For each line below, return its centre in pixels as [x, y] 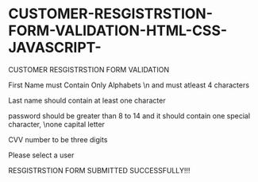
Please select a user [41, 155]
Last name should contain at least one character [87, 100]
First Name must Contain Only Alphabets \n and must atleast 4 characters [129, 85]
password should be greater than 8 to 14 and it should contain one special [129, 115]
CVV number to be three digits [58, 139]
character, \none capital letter [57, 124]
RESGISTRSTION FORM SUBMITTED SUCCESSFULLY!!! [99, 170]
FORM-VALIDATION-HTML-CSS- [118, 31]
